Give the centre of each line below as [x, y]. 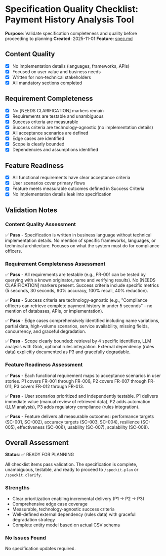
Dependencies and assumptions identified [55, 150]
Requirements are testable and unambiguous [58, 116]
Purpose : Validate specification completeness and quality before [71, 33]
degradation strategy [34, 519]
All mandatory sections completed [47, 83]
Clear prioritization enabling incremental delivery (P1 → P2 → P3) [78, 499]
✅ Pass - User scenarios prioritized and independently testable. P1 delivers [82, 396]
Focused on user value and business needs [57, 71]
